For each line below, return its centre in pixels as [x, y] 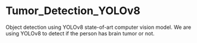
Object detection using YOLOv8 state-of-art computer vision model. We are [98, 27]
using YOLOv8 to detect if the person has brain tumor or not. [80, 33]
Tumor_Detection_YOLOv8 [73, 11]
